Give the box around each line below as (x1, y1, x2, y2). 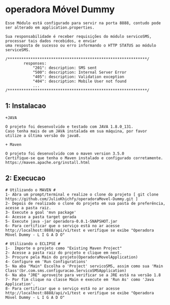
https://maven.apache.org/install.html (5, 160, 90, 165)
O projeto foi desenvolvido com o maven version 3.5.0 (5, 151, 125, 156)
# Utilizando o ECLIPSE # (5, 241, 60, 246)
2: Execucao (5, 174, 46, 183)
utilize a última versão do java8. (5, 133, 81, 138)
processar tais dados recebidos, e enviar (5, 38, 97, 43)
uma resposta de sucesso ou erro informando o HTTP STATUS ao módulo (5, 42, 157, 48)
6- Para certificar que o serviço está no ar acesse (5, 223, 120, 228)
